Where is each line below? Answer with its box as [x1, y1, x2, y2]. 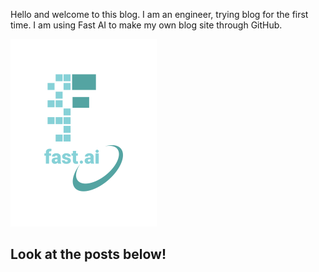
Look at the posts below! [10, 246, 167, 263]
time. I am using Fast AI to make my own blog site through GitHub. [10, 19, 283, 31]
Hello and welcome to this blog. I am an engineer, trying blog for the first [10, 9, 309, 20]
